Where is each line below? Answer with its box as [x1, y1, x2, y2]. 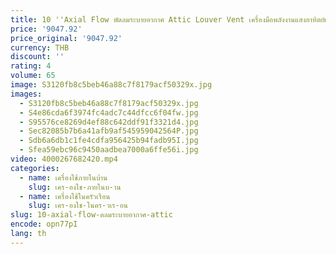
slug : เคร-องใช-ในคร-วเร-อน [28, 201, 129, 211]
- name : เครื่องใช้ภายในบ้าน [19, 172, 108, 183]
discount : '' [10, 52, 65, 62]
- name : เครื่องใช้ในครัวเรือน [19, 191, 111, 201]
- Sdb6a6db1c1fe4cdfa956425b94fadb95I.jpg [19, 136, 199, 146]
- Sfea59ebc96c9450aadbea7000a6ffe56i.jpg [19, 145, 199, 155]
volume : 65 [10, 71, 56, 81]
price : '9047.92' [10, 24, 83, 34]
